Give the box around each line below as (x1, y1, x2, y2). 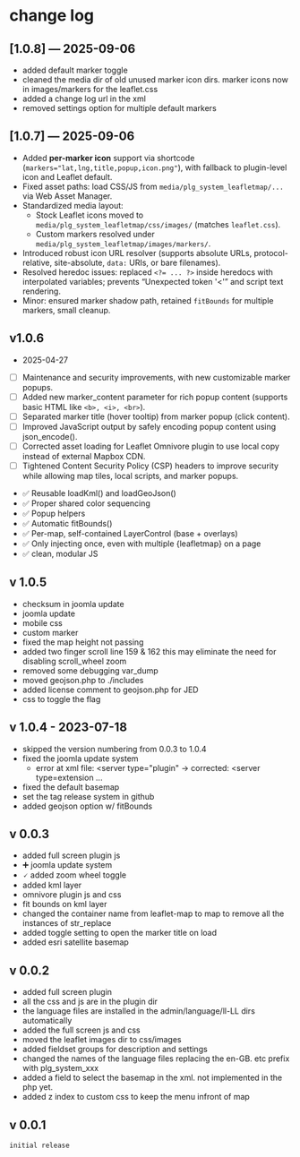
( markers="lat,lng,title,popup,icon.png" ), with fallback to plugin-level (21, 162, 287, 173)
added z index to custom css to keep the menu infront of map (21, 1092, 251, 1102)
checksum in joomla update (21, 598, 124, 609)
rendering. (21, 286, 61, 296)
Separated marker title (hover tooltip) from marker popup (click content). (21, 411, 290, 422)
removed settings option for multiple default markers (21, 103, 217, 113)
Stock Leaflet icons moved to (35, 210, 144, 220)
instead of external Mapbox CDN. (21, 450, 146, 461)
